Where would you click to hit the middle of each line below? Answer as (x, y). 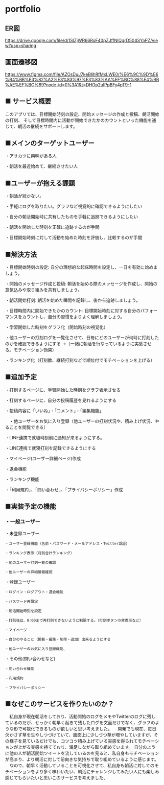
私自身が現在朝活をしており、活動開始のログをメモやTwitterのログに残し (82, 716)
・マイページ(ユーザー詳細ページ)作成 (43, 458)
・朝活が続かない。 (24, 196)
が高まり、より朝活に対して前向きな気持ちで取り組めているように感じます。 (82, 760)
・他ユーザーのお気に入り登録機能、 (36, 649)
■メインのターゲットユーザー (50, 143)
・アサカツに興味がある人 (31, 156)
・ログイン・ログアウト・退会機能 (34, 592)
